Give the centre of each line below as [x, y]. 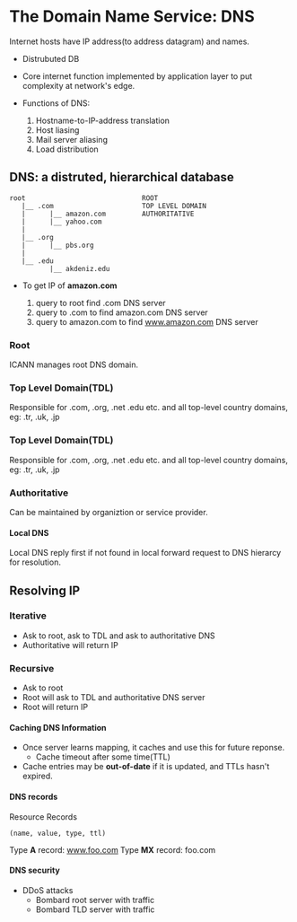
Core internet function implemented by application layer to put [137, 76]
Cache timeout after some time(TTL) [103, 757]
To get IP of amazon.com [70, 285]
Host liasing [57, 130]
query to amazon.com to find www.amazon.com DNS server [147, 321]
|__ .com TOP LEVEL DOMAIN [114, 206]
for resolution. [35, 562]
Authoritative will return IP [70, 645]
